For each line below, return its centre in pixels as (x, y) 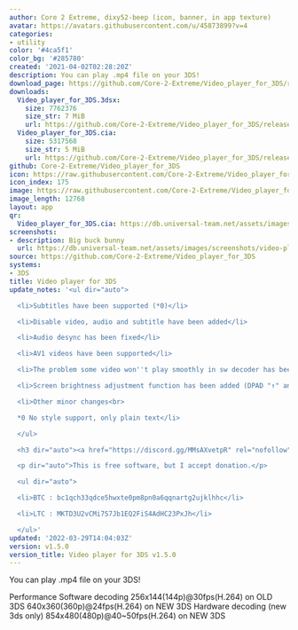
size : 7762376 (51, 108)
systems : (25, 265)
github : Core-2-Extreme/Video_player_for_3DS (94, 166)
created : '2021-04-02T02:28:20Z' (71, 67)
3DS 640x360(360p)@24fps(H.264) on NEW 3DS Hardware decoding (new (148, 606)
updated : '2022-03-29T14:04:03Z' (71, 538)
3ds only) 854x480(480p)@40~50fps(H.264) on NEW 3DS (118, 616)
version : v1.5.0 (39, 547)
